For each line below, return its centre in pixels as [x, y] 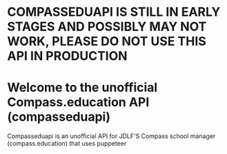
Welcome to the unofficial [82, 88]
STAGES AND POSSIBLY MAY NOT [107, 27]
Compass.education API [78, 103]
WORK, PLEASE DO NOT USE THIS [107, 41]
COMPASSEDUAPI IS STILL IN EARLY [114, 12]
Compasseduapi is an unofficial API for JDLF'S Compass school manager [111, 136]
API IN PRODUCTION [67, 56]
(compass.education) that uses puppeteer [67, 144]
